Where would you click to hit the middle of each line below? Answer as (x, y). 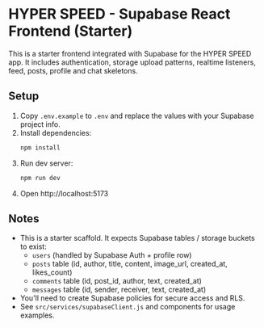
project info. (40, 124)
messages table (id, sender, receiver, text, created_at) (119, 290)
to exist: (33, 246)
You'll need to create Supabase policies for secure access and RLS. (132, 298)
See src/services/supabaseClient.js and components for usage (128, 307)
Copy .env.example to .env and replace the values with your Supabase (137, 116)
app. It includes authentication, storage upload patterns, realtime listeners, (132, 62)
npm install (40, 147)
